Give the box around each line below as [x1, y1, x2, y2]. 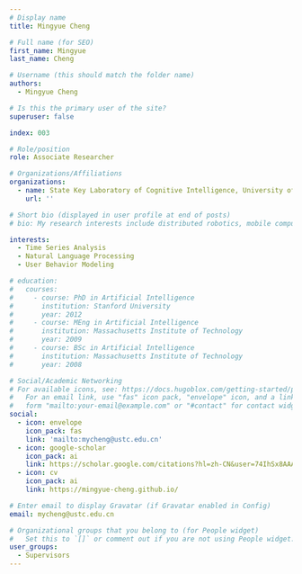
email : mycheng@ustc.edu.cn [9, 509, 115, 518]
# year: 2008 [9, 360, 83, 369]
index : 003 [9, 128, 50, 138]
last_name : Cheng [9, 55, 75, 64]
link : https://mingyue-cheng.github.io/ [25, 485, 179, 494]
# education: [9, 276, 58, 285]
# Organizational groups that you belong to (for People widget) [9, 525, 259, 535]
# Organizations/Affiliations [9, 169, 123, 178]
